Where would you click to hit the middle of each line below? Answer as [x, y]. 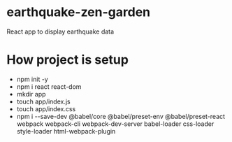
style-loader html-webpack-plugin [66, 131]
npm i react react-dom [49, 86]
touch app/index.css [46, 108]
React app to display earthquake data [60, 31]
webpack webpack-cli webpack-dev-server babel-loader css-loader [115, 124]
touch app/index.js [43, 101]
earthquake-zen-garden [79, 12]
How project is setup [67, 60]
